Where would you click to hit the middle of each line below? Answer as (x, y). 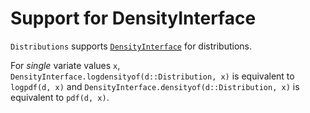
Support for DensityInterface (133, 18)
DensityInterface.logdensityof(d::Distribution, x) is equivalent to (152, 76)
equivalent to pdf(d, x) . (60, 97)
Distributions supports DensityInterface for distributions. (131, 46)
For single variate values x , (65, 65)
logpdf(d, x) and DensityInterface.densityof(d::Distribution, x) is (155, 86)
